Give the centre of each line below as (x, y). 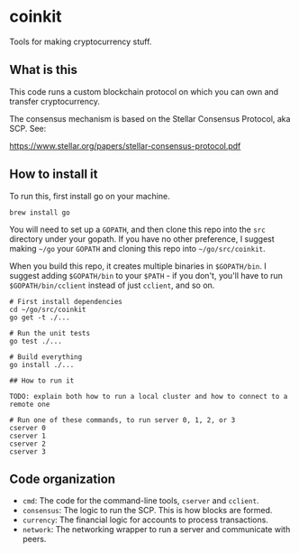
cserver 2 (28, 444)
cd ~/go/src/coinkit (48, 309)
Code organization (62, 479)
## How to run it (42, 381)
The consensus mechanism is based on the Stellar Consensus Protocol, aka (150, 118)
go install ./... (42, 364)
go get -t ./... (40, 318)
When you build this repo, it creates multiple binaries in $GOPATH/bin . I (138, 266)
